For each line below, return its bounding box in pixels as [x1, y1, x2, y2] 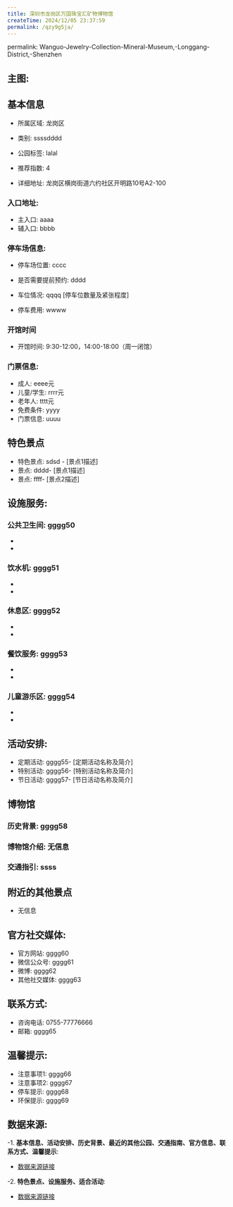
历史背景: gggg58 [7, 821, 68, 831]
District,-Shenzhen [7, 50, 62, 59]
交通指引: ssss [7, 862, 57, 872]
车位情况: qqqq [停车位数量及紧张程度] [17, 290, 130, 300]
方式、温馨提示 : [13, 1147, 59, 1156]
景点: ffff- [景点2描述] [17, 474, 80, 483]
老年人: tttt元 [17, 396, 55, 405]
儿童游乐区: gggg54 [7, 692, 75, 701]
